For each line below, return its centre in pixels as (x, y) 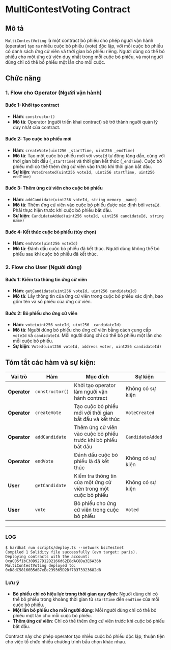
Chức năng (23, 78)
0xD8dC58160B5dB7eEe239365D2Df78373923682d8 (53, 570)
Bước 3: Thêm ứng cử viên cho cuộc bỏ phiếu (54, 188)
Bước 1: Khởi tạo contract (32, 105)
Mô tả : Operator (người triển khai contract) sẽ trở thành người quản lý (85, 122)
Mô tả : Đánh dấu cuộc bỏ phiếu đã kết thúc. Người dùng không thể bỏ (86, 249)
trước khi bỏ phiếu (95, 440)
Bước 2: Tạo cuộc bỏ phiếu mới (38, 139)
